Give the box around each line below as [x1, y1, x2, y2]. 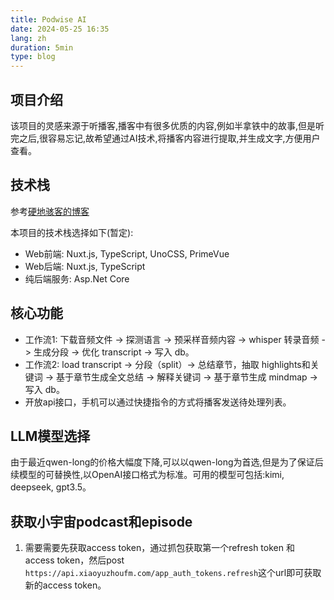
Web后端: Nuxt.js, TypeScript [24, 260, 146, 272]
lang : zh [10, 33, 47, 43]
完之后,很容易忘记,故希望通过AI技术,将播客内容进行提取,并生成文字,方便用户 [10, 132, 321, 144]
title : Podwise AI [10, 14, 87, 25]
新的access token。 [24, 579, 107, 591]
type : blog [10, 52, 56, 62]
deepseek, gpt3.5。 [10, 481, 92, 493]
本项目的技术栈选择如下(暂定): [10, 226, 134, 238]
